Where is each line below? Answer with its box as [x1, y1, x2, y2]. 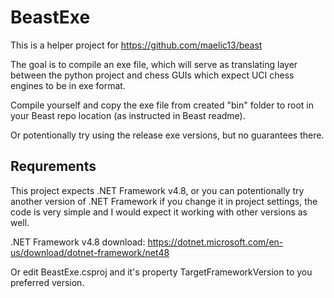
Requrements [10, 158, 97, 175]
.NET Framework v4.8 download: [10, 236, 146, 248]
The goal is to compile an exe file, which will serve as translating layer [10, 58, 298, 70]
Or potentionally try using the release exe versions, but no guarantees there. [10, 129, 325, 141]
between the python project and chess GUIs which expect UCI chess [10, 69, 295, 81]
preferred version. [10, 276, 85, 288]
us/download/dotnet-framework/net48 [10, 246, 170, 258]
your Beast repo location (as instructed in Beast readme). [10, 109, 246, 121]
